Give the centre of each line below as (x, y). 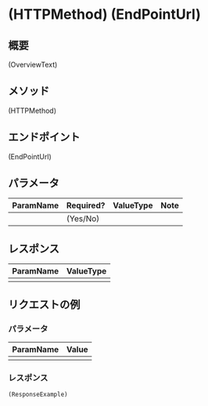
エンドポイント (44, 138)
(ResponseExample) (38, 395)
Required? (86, 205)
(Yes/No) (83, 219)
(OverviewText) (33, 65)
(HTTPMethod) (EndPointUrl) (105, 14)
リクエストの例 (44, 304)
